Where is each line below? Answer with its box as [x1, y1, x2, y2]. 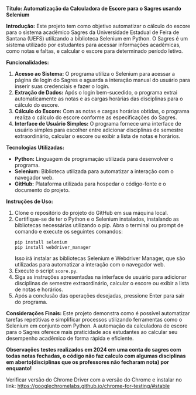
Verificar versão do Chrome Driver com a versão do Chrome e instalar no [6, 376, 183, 383]
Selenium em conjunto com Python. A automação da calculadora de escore [6, 322, 188, 329]
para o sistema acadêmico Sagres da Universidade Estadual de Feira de [6, 29, 180, 36]
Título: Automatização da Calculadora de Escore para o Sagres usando [6, 5, 181, 12]
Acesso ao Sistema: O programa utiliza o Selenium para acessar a [14, 70, 176, 77]
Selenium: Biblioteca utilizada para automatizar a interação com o [14, 168, 174, 175]
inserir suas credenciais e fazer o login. [14, 83, 110, 90]
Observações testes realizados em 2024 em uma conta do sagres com [6, 346, 181, 353]
